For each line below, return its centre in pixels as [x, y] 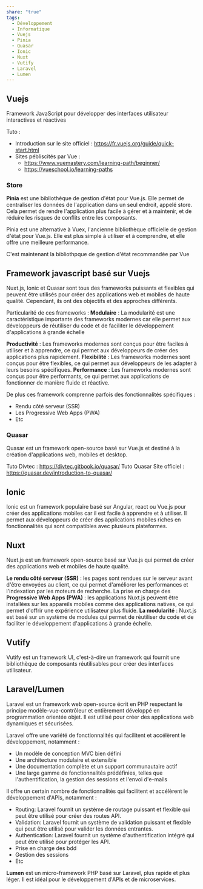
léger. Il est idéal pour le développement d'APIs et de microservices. [91, 879]
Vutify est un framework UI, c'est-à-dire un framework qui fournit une [93, 657]
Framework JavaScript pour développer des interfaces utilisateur [87, 114]
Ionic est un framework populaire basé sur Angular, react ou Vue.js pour [96, 507]
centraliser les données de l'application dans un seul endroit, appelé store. [99, 205]
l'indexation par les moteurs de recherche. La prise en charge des [88, 591]
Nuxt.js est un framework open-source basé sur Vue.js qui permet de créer [100, 560]
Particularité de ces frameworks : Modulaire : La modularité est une [91, 313]
